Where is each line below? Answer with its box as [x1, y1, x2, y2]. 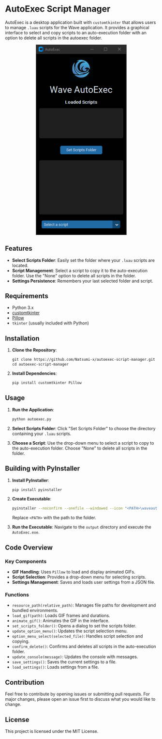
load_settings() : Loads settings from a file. [12, 664, 99, 670]
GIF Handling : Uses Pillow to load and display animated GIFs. [12, 569, 135, 575]
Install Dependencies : [12, 370, 57, 376]
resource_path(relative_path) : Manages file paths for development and [12, 602, 156, 608]
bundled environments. [12, 608, 59, 613]
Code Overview [5, 543, 53, 551]
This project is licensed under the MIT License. [5, 728, 99, 734]
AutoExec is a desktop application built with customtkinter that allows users [5, 19, 156, 25]
